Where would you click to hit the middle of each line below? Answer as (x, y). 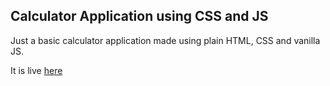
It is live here (36, 70)
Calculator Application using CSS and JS (139, 16)
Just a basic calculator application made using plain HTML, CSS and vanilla (165, 40)
